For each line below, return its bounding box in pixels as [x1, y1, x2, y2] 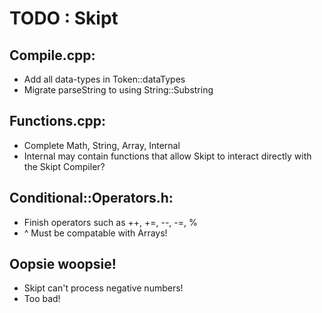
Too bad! [23, 293, 61, 305]
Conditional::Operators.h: [9, 190, 174, 207]
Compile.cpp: [9, 47, 96, 64]
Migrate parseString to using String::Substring [23, 84, 214, 96]
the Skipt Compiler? [23, 160, 106, 172]
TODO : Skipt [9, 7, 119, 30]
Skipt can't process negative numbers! [23, 282, 184, 294]
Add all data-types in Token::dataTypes [23, 73, 186, 85]
